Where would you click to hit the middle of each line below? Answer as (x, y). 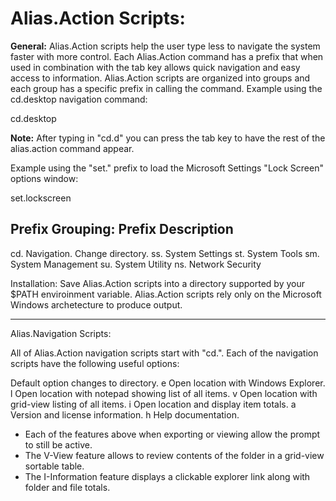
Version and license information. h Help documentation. (125, 414)
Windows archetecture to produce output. (96, 304)
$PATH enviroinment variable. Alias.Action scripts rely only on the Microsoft (166, 294)
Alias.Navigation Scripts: (61, 333)
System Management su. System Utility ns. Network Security (136, 264)
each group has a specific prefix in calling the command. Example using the (166, 88)
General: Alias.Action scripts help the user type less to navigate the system (165, 46)
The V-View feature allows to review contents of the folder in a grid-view (174, 455)
